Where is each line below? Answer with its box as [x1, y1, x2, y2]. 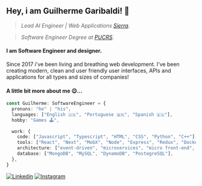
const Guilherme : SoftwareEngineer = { [6, 100, 106, 107]
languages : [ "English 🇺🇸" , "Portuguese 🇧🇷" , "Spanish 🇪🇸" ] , [11, 112, 173, 118]
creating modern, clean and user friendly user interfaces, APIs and [6, 67, 171, 74]
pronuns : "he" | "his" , [11, 106, 71, 112]
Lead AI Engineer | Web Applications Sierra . [20, 22, 130, 29]
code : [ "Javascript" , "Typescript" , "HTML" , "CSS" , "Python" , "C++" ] [17, 134, 195, 140]
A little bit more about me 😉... [6, 87, 83, 94]
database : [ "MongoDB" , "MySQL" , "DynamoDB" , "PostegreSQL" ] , [17, 151, 174, 157]
